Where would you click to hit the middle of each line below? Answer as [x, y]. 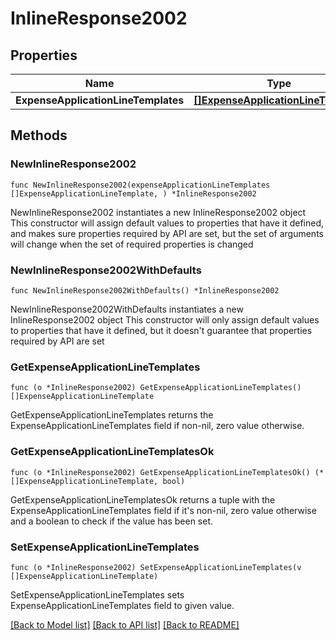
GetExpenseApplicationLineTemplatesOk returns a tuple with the [143, 499]
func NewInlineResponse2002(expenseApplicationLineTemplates [140, 185]
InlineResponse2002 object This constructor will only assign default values [165, 319]
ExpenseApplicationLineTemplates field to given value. [122, 605]
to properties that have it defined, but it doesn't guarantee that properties [161, 330]
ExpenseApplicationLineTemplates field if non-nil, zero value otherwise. [157, 426]
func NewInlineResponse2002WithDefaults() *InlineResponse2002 [145, 290]
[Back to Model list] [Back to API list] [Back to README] [125, 624]
